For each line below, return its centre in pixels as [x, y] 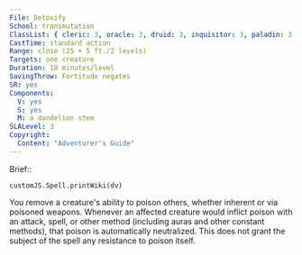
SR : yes [24, 85]
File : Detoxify [38, 18]
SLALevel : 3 [32, 127]
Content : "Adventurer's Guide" [76, 143]
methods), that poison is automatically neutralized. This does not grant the [147, 231]
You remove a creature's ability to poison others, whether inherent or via [144, 202]
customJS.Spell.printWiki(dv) [66, 186]
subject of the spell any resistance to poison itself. [102, 241]
